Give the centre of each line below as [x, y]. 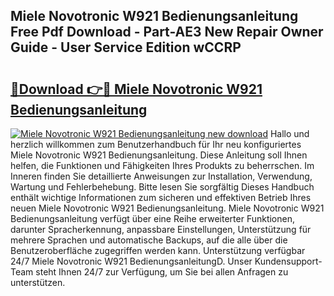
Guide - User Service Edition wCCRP [126, 47]
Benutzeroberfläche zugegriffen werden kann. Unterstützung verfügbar [158, 250]
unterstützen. [38, 282]
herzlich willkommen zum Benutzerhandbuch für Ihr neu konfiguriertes [156, 144]
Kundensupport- [288, 261]
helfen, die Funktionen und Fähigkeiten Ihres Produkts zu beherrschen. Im [162, 165]
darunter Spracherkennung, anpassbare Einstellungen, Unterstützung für [161, 229]
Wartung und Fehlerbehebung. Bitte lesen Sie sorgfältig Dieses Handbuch [162, 187]
